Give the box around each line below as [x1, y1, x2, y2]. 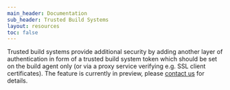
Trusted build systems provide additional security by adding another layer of [7, 48, 223, 56]
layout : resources [7, 22, 60, 29]
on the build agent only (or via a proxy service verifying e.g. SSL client [7, 62, 206, 70]
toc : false [7, 29, 38, 36]
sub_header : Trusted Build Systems [7, 16, 109, 23]
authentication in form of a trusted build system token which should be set [7, 55, 218, 63]
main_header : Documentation [7, 10, 88, 17]
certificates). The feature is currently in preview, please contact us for [7, 70, 205, 78]
